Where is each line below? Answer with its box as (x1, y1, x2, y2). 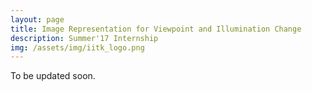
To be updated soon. (10, 70, 96, 82)
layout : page (10, 14, 65, 25)
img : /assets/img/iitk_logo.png (10, 42, 145, 53)
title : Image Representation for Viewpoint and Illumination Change (10, 24, 302, 34)
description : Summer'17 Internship (10, 33, 159, 43)
